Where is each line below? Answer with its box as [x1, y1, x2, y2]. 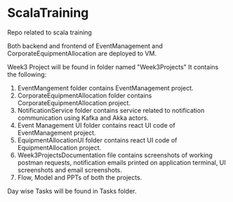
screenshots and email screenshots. [17, 166, 123, 174]
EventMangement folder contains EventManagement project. [17, 83, 194, 92]
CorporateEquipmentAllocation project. [17, 98, 131, 107]
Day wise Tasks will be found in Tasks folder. [7, 187, 137, 195]
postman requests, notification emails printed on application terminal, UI [17, 158, 226, 166]
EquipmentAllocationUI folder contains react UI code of [17, 135, 178, 144]
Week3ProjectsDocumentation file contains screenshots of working [17, 151, 213, 159]
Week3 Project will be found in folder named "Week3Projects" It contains [7, 62, 219, 71]
